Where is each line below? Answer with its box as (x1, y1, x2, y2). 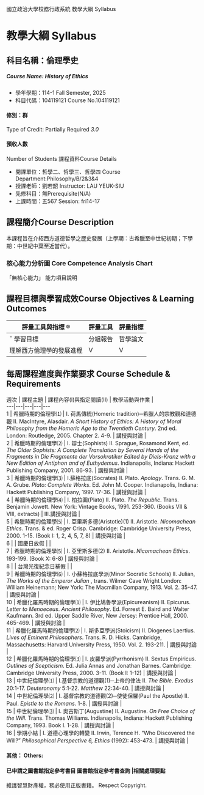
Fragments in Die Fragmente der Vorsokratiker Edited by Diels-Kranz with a (6, 453, 196, 460)
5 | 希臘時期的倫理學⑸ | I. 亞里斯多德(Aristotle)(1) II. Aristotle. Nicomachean (6, 517, 196, 525)
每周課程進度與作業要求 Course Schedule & (6, 369, 171, 379)
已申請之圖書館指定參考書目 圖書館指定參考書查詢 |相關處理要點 (6, 767, 166, 774)
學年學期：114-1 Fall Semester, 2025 (15, 89, 106, 96)
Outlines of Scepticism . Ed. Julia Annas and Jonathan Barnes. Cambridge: (6, 662, 192, 669)
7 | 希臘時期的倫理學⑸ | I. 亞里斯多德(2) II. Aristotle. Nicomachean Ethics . (6, 547, 191, 555)
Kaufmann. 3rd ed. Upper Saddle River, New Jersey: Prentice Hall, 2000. (6, 612, 189, 619)
